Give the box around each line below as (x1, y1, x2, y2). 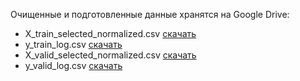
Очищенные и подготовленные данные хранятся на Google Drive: (10, 9, 290, 20)
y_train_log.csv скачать (24, 39, 123, 50)
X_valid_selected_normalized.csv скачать (24, 49, 197, 61)
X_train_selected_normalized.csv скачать (24, 28, 197, 39)
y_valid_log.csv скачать (24, 60, 123, 71)
